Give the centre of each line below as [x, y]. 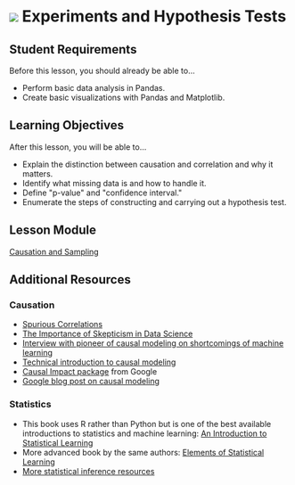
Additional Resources [70, 279]
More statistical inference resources [88, 471]
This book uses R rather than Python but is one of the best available [147, 423]
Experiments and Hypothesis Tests [154, 16]
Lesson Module [53, 230]
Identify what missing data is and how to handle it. [114, 183]
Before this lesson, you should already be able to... [102, 70]
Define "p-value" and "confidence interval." [102, 193]
